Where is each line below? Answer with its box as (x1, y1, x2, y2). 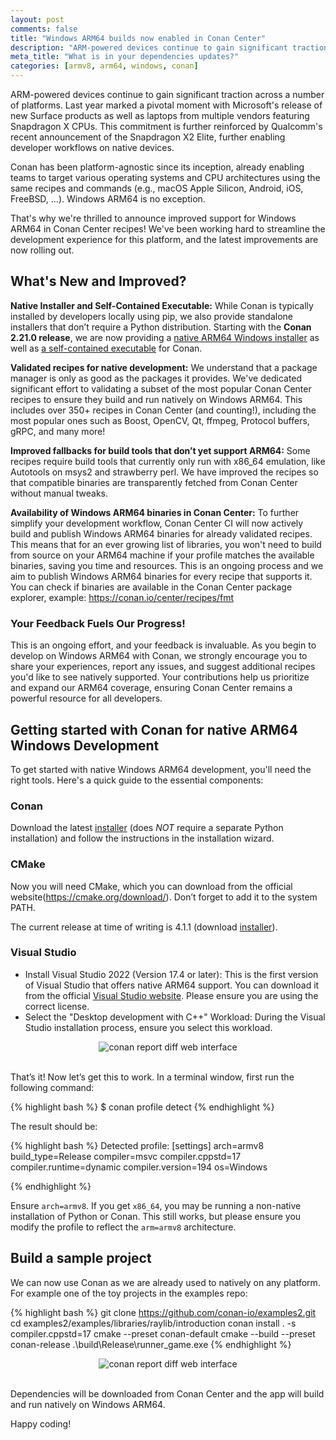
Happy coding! (10, 1417, 72, 1430)
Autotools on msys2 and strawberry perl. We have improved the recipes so (10, 466, 319, 478)
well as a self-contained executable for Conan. (10, 342, 203, 354)
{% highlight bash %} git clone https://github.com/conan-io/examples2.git (10, 1306, 317, 1318)
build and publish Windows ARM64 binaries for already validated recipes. (10, 527, 313, 540)
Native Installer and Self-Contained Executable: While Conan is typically (10, 299, 314, 311)
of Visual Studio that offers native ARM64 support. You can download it (24, 979, 320, 991)
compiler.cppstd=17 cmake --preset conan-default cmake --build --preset (10, 1327, 316, 1340)
